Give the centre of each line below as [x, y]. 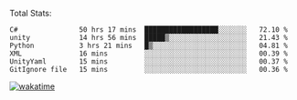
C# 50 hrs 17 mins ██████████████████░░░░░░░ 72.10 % [148, 30]
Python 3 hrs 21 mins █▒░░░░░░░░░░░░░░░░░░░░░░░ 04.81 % [148, 45]
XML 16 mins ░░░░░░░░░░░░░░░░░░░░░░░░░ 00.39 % [148, 54]
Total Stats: [31, 13]
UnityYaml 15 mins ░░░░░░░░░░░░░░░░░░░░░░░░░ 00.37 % [148, 62]
